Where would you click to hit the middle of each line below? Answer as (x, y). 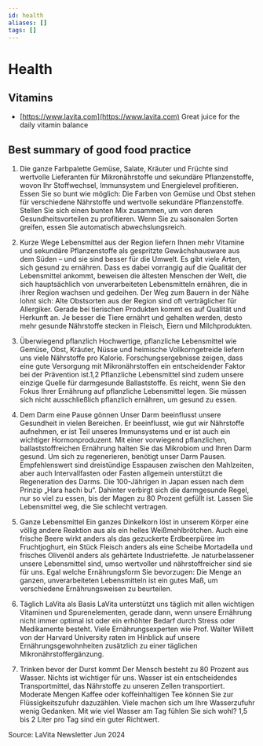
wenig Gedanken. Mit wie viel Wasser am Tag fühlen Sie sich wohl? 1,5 (133, 711)
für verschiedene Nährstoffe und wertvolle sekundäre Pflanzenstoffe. (131, 202)
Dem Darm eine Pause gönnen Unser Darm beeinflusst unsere (120, 415)
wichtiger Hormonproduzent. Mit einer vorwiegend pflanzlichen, (123, 440)
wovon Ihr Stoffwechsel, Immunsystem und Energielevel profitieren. (129, 186)
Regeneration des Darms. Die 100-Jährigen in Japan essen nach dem (132, 482)
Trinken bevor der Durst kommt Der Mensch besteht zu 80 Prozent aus (134, 670)
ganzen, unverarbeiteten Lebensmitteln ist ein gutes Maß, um (119, 581)
